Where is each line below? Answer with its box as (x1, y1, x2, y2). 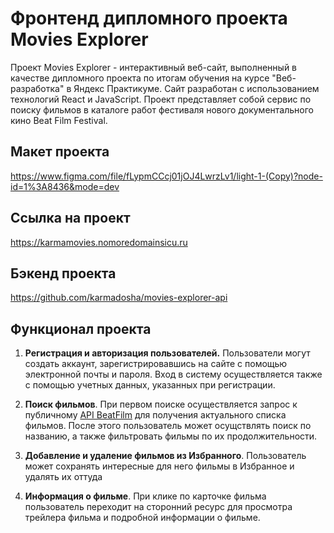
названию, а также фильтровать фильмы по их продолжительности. (24, 430, 318, 442)
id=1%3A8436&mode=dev (10, 180, 120, 192)
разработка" (10, 82, 65, 94)
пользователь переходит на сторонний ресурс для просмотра (24, 501, 293, 513)
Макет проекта (10, 143, 110, 161)
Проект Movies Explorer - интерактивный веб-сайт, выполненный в (10, 61, 298, 73)
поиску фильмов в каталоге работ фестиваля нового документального (10, 103, 314, 116)
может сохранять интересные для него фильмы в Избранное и (24, 460, 295, 472)
